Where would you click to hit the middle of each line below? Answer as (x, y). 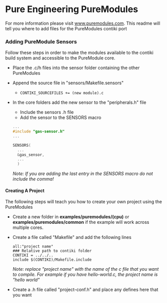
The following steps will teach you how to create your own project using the (84, 202)
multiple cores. (28, 227)
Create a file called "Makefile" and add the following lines (72, 237)
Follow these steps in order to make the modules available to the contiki (79, 53)
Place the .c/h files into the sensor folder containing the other (76, 68)
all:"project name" (33, 247)
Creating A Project (25, 191)
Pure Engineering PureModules (72, 9)
